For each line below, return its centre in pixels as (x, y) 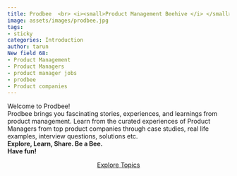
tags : (15, 27)
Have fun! (22, 151)
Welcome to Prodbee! (39, 106)
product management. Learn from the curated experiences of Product (109, 122)
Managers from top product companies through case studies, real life (108, 129)
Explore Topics (119, 165)
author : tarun (28, 47)
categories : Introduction (45, 40)
